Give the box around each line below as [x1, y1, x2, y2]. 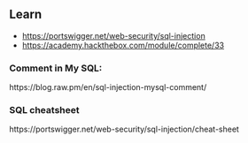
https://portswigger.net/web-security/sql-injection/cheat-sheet [9, 124, 239, 135]
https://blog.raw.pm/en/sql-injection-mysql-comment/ [9, 82, 207, 93]
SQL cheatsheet [9, 104, 80, 117]
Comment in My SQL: [9, 62, 103, 74]
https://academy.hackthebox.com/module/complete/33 [21, 40, 224, 50]
